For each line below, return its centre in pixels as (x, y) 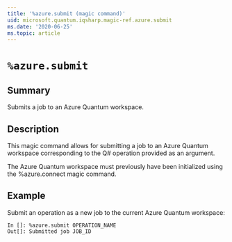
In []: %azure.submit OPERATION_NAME (62, 225)
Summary (29, 90)
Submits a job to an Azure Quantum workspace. (76, 107)
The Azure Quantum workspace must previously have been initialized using (115, 167)
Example (26, 196)
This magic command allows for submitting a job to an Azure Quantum (108, 146)
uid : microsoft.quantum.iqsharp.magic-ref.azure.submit (90, 20)
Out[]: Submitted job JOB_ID (49, 231)
